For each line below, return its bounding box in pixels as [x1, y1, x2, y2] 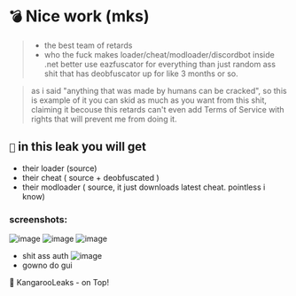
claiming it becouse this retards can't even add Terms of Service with [30, 104, 285, 114]
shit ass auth [21, 251, 69, 261]
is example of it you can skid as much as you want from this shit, [30, 95, 268, 105]
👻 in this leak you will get [9, 139, 147, 154]
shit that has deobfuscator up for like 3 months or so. [43, 68, 238, 79]
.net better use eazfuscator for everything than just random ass [43, 58, 277, 69]
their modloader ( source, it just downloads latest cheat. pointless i [21, 182, 266, 192]
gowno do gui [21, 260, 73, 271]
